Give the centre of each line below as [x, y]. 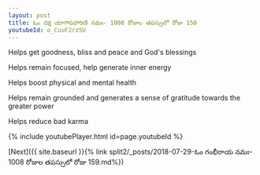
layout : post [30, 15]
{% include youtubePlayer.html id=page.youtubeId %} [96, 137]
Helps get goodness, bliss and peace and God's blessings [102, 53]
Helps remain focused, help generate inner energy [90, 67]
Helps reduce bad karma [48, 122]
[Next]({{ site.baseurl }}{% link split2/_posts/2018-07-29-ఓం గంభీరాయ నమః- [130, 152]
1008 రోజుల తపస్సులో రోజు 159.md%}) [66, 162]
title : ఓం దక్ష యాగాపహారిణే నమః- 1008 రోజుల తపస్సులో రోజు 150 [102, 23]
